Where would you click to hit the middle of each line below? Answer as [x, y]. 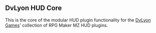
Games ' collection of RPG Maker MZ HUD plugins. [57, 25]
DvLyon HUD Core [34, 8]
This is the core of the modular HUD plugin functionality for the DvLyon [78, 20]
